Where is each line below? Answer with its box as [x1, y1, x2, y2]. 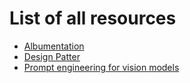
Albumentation [23, 40, 85, 52]
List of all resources [9, 7, 177, 30]
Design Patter [23, 50, 81, 62]
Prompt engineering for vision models [23, 61, 180, 73]
